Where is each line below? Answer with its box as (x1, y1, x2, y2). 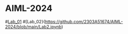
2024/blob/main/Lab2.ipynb (5, 23, 62, 29)
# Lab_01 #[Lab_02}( (5, 19, 45, 24)
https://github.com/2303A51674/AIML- (45, 19, 123, 24)
